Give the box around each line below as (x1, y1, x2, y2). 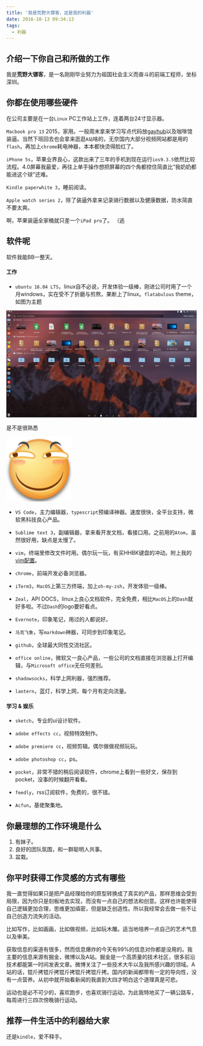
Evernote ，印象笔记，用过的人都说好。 (14, 616, 112, 623)
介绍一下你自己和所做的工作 (6, 53, 110, 63)
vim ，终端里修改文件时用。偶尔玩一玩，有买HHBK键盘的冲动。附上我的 (14, 549, 192, 557)
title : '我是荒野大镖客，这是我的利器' (6, 10, 94, 16)
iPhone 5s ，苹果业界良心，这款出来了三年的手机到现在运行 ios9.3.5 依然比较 (6, 155, 195, 163)
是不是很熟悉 (6, 424, 38, 431)
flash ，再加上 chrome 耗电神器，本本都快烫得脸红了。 (6, 143, 137, 150)
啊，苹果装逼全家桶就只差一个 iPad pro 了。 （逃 (6, 216, 125, 224)
